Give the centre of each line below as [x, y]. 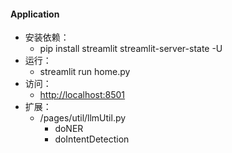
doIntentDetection [92, 139]
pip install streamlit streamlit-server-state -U [131, 49]
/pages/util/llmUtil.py [83, 118]
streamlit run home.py [85, 72]
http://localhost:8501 [82, 95]
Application [35, 14]
